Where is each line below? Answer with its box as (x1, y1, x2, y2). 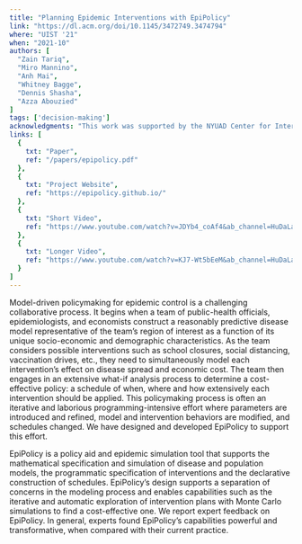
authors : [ (9, 47, 50, 56)
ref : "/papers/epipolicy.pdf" (25, 155, 139, 165)
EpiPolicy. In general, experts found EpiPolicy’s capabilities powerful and (9, 514, 278, 526)
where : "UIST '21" (9, 30, 78, 39)
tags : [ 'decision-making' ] (9, 113, 111, 122)
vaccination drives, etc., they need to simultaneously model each (9, 354, 250, 365)
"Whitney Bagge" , (17, 80, 83, 89)
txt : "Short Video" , (25, 213, 102, 223)
